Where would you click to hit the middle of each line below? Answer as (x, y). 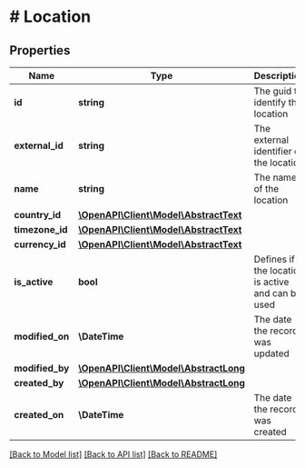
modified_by (42, 368)
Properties (40, 50)
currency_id (40, 244)
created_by (39, 383)
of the (266, 189)
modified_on (42, 336)
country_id (38, 215)
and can (271, 293)
